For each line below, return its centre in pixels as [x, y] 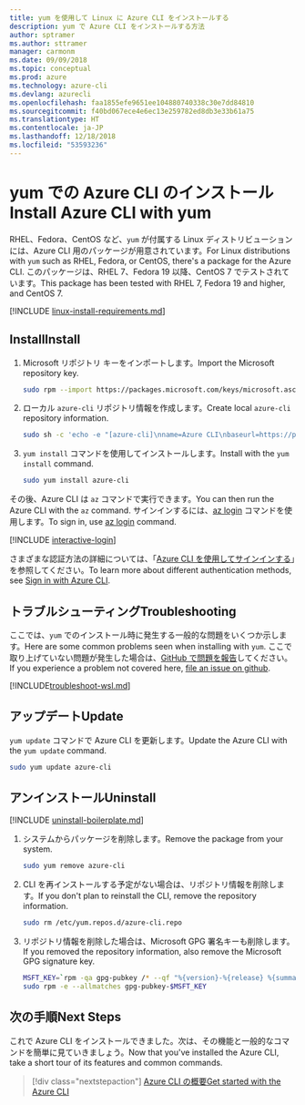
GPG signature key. [59, 961]
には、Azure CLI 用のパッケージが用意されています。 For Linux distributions [150, 251]
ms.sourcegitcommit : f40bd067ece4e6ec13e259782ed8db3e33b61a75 [132, 111]
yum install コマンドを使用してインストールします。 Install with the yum [156, 454]
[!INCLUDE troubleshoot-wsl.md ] [70, 685]
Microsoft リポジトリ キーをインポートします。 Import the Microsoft [148, 363]
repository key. [51, 373]
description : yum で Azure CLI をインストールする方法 [107, 26]
